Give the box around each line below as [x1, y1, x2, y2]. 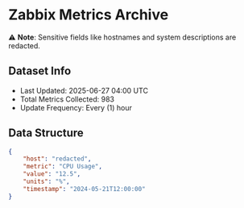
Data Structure [8, 127, 85, 140]
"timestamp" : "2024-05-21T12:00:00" [23, 185, 147, 193]
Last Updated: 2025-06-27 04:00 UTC [19, 85, 149, 95]
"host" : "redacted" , [23, 155, 92, 163]
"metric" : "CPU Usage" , [23, 163, 103, 171]
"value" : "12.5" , [23, 170, 81, 178]
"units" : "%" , [23, 177, 70, 186]
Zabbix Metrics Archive [8, 6, 169, 24]
